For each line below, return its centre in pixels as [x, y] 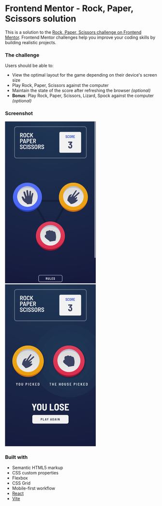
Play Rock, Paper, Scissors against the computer [60, 85]
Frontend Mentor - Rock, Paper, [69, 8]
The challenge [22, 55]
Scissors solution [41, 19]
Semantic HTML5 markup [37, 468]
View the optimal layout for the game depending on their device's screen [84, 75]
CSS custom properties [35, 473]
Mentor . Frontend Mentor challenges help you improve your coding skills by [80, 37]
